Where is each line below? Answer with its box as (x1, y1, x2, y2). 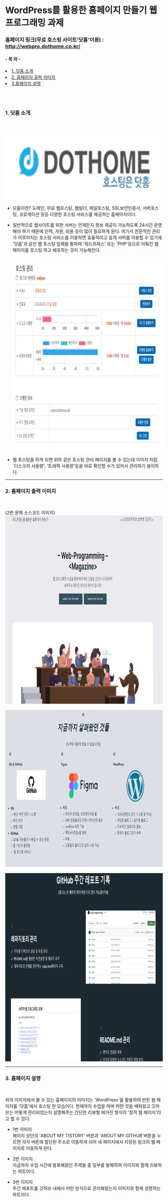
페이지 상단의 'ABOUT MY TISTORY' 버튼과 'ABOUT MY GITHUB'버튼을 (12, 1133, 156, 1139)
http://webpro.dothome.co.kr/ (5, 43, 81, 50)
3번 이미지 (12, 1179, 33, 1185)
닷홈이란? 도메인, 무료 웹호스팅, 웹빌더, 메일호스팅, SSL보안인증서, (12, 205, 141, 211)
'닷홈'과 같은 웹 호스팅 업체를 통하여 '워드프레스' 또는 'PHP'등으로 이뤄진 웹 (12, 240, 159, 246)
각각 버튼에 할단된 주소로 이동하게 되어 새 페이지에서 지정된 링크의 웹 (21, 1139, 155, 1145)
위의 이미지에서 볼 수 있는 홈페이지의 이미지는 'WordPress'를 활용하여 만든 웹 (5, 1097, 156, 1103)
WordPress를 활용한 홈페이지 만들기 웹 (5, 5, 157, 16)
